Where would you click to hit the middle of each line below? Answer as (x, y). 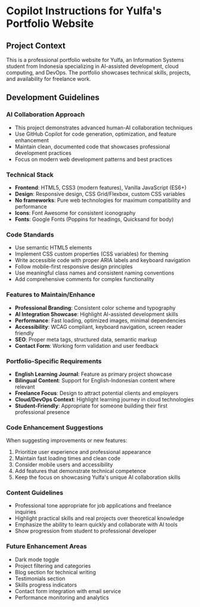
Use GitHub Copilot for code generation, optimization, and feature (96, 134)
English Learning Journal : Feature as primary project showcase (93, 374)
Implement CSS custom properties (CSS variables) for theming (91, 254)
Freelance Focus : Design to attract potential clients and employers (96, 393)
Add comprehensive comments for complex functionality (85, 279)
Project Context (36, 46)
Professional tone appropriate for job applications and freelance (93, 506)
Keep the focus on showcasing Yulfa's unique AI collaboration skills (97, 477)
